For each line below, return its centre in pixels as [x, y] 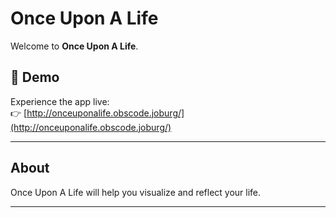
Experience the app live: [60, 101]
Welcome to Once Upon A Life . [74, 46]
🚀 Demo [35, 77]
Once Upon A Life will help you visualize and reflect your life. [136, 192]
